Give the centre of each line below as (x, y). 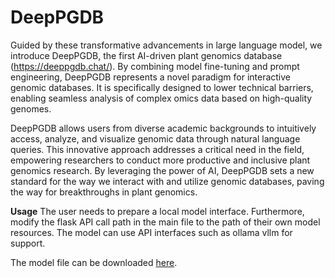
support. (28, 243)
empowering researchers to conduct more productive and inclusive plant (160, 160)
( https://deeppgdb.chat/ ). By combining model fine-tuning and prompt (155, 66)
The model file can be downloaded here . (94, 262)
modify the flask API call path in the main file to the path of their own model (165, 222)
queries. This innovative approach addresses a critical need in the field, (157, 149)
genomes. (31, 108)
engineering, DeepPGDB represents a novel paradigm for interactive (151, 77)
